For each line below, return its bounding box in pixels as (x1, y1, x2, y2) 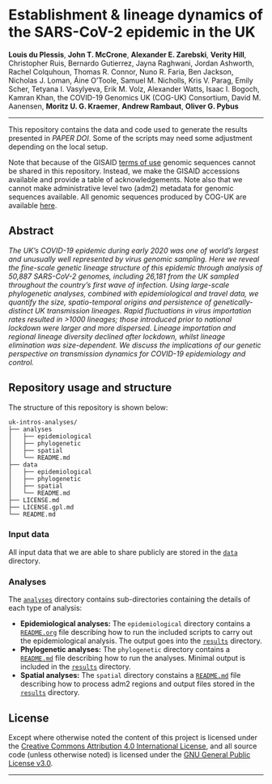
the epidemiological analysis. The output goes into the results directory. (19, 636, 262, 646)
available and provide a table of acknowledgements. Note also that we (8, 174, 243, 184)
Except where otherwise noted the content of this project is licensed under (8, 732, 257, 742)
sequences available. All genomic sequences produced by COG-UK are (8, 192, 247, 202)
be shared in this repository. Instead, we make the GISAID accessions (8, 166, 240, 176)
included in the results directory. (19, 662, 131, 671)
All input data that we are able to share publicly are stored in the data (8, 547, 238, 556)
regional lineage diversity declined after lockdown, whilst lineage (8, 331, 226, 341)
